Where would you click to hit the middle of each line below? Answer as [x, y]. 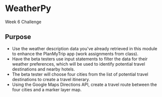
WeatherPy [28, 8]
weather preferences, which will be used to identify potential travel [78, 64]
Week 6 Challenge [23, 22]
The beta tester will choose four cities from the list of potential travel [80, 74]
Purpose [18, 37]
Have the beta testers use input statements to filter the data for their [80, 59]
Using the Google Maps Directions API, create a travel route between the [84, 84]
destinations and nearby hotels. [43, 69]
